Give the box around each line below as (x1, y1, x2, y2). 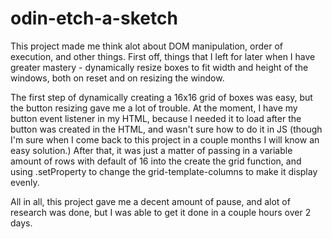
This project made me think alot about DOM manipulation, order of (10, 40, 284, 52)
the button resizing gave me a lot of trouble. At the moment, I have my (10, 102, 298, 114)
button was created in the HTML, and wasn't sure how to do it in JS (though (10, 123, 323, 135)
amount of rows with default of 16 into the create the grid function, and (10, 155, 302, 167)
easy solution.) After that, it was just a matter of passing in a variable (10, 144, 293, 156)
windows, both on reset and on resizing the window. (10, 72, 225, 84)
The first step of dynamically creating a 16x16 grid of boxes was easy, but (10, 91, 313, 103)
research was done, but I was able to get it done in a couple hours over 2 (10, 206, 312, 218)
